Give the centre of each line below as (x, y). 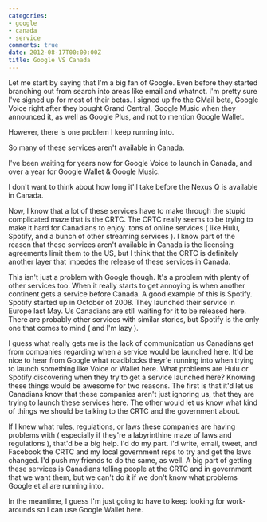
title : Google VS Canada (49, 61)
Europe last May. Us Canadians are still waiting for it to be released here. (128, 311)
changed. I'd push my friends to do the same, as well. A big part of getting (130, 460)
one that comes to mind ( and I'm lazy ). (74, 328)
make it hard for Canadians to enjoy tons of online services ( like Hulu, (124, 227)
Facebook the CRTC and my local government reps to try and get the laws (130, 452)
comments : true (33, 45)
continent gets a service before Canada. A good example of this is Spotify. (130, 294)
